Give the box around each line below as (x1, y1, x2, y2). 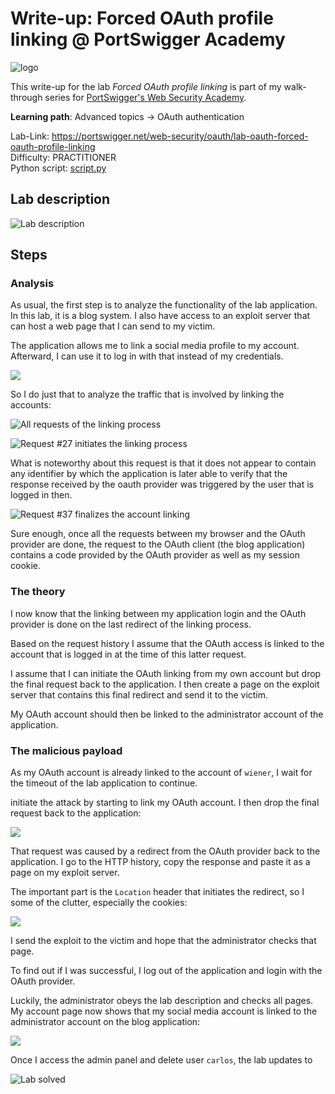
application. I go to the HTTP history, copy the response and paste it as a (10, 856, 311, 868)
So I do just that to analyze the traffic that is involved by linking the (10, 388, 285, 401)
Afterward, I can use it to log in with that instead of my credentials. (10, 350, 284, 362)
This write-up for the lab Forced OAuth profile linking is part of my (10, 80, 282, 92)
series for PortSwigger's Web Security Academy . (44, 91, 247, 103)
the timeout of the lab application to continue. (10, 777, 198, 789)
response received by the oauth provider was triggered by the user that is (10, 478, 314, 491)
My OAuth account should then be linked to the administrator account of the (10, 708, 324, 720)
